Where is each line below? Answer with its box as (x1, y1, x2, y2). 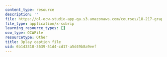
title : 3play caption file (5, 40, 61, 45)
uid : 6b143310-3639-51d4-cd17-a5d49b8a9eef (5, 44, 97, 49)
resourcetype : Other (5, 35, 48, 40)
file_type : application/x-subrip (5, 21, 75, 26)
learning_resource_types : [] (5, 26, 66, 31)
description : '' (5, 12, 39, 17)
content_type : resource (5, 7, 55, 12)
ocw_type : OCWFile (5, 30, 43, 35)
